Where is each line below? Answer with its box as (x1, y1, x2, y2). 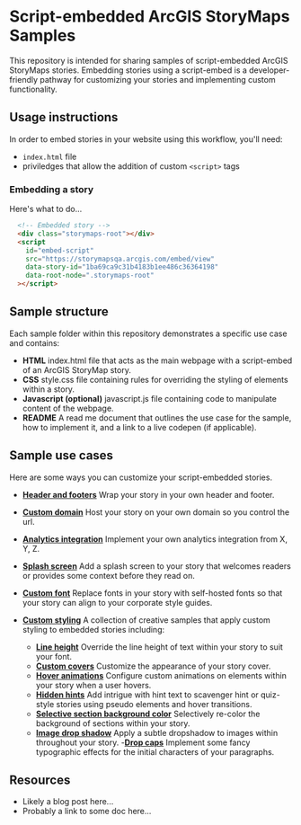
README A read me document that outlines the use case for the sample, (22, 412, 292, 423)
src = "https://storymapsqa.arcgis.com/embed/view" (25, 254, 216, 263)
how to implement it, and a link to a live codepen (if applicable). (22, 421, 258, 432)
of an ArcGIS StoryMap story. (22, 364, 132, 375)
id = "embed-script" (25, 245, 94, 255)
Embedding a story (9, 182, 94, 195)
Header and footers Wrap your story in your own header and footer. (22, 489, 275, 500)
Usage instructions (9, 110, 119, 125)
